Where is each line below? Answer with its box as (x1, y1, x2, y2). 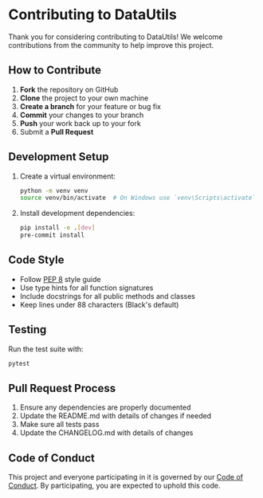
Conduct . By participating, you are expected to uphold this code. (8, 480, 221, 491)
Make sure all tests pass (19, 420, 100, 429)
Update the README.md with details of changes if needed (19, 411, 212, 421)
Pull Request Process (8, 381, 116, 395)
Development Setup (8, 150, 109, 164)
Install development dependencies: (19, 209, 135, 218)
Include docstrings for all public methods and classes (19, 291, 195, 300)
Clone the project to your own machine (19, 93, 149, 103)
